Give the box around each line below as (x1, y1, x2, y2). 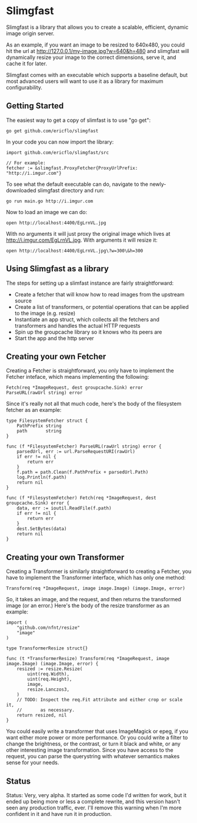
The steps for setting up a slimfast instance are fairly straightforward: (6, 279, 174, 286)
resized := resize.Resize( (16, 666, 83, 672)
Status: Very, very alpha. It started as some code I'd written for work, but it (6, 792, 187, 798)
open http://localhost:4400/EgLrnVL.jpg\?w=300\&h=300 (6, 248, 143, 254)
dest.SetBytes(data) (16, 526, 67, 532)
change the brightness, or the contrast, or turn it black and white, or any (6, 740, 181, 748)
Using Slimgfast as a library (6, 264, 109, 274)
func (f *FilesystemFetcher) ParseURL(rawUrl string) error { (6, 444, 162, 449)
